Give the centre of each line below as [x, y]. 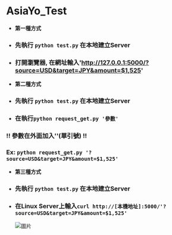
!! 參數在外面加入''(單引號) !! [47, 136]
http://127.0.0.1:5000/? [115, 62]
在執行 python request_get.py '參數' [67, 118]
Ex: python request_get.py [44, 152]
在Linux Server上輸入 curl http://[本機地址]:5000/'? [90, 206]
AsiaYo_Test [37, 11]
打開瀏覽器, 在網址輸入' [48, 62]
